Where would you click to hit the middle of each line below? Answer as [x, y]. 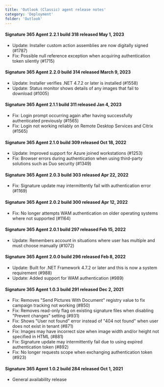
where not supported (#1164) [41, 218]
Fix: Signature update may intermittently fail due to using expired [77, 342]
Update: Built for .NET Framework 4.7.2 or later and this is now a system [85, 268]
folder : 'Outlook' [24, 19]
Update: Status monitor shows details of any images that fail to [75, 88]
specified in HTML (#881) [38, 337]
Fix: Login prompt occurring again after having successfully [72, 115]
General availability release [39, 380]
